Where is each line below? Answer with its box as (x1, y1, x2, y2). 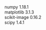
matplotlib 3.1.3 (4, 9, 34, 15)
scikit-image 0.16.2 (4, 15, 42, 20)
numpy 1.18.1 (4, 4, 29, 10)
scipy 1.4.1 (4, 19, 24, 25)
